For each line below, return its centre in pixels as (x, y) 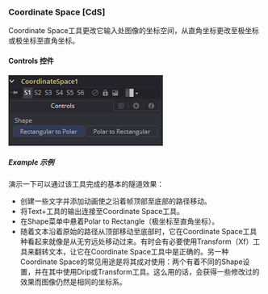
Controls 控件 (31, 61)
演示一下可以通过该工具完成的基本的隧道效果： (86, 184)
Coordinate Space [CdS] (57, 12)
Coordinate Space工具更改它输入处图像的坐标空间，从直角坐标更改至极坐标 (134, 31)
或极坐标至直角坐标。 (44, 41)
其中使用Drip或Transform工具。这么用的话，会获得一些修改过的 (154, 272)
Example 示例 (31, 162)
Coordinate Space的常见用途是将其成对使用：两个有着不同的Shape (132, 262)
